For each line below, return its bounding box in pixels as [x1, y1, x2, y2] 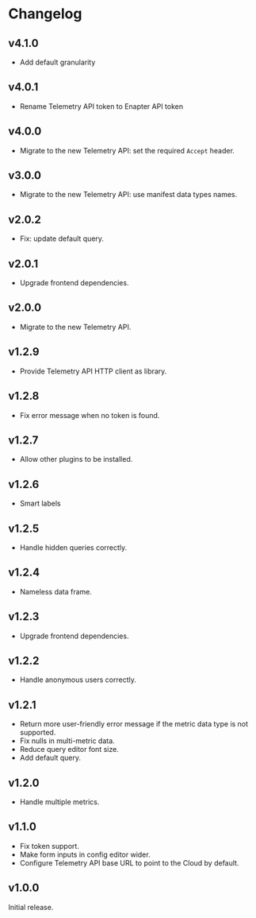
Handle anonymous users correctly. [19, 675, 136, 684]
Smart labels [19, 498, 61, 509]
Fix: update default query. [19, 234, 105, 243]
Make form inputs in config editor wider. [19, 850, 151, 859]
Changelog [8, 5, 82, 23]
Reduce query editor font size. [19, 745, 119, 754]
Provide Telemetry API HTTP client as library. [19, 366, 167, 376]
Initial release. [8, 902, 54, 912]
